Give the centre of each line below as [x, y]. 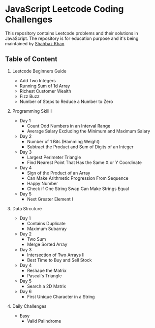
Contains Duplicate [46, 223]
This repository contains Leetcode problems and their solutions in [72, 33]
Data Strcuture [27, 208]
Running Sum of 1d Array [45, 86]
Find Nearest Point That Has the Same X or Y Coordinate [84, 162]
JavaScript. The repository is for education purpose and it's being [72, 38]
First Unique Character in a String [61, 296]
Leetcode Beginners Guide [39, 71]
